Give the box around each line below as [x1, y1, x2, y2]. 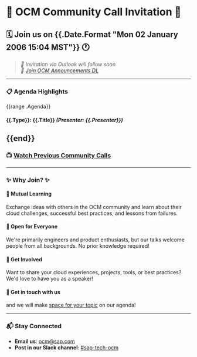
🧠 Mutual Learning [6, 190, 52, 197]
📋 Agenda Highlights [6, 87, 69, 96]
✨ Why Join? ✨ [6, 176, 50, 184]
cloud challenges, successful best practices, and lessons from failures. [6, 210, 178, 217]
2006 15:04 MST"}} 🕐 [6, 42, 90, 52]
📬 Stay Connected [6, 322, 62, 331]
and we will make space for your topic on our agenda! [6, 302, 136, 309]
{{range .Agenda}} [6, 103, 51, 110]
